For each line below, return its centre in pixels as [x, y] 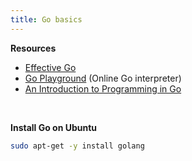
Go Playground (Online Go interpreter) [103, 78]
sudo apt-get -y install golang [77, 146]
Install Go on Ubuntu [54, 127]
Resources [33, 48]
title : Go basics [46, 19]
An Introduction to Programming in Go [103, 88]
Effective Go [50, 67]
